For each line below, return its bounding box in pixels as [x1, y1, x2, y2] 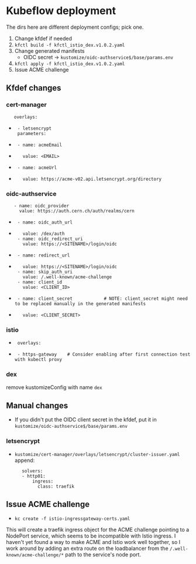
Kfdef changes [6, 83, 61, 93]
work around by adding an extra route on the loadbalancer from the [6, 545, 169, 552]
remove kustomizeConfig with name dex [6, 383, 102, 391]
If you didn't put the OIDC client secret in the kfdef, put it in [14, 416, 157, 423]
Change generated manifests [14, 47, 85, 54]
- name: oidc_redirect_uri [17, 236, 83, 242]
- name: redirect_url [17, 252, 70, 258]
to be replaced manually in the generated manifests [14, 300, 146, 306]
